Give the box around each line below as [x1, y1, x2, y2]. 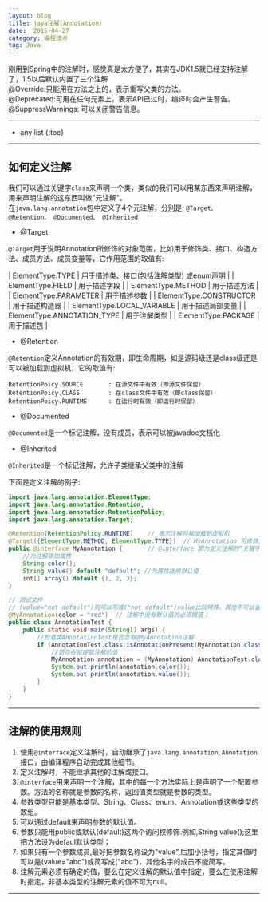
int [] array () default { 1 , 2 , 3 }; [22, 574, 137, 583]
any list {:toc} [19, 128, 64, 137]
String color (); [22, 560, 77, 568]
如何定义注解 [8, 160, 72, 174]
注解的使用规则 [8, 724, 82, 738]
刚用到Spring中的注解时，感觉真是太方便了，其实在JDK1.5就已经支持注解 [8, 65, 249, 74]
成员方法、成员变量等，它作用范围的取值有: [22, 253, 165, 263]
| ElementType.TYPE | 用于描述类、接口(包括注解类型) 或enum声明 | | [8, 271, 235, 280]
